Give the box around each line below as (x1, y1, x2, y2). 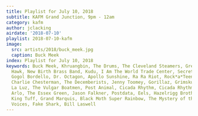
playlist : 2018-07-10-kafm (6, 36, 72, 42)
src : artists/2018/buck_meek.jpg (11, 47, 94, 53)
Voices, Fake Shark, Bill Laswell (11, 101, 96, 107)
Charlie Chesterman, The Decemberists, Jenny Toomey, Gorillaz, (11, 80, 173, 86)
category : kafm (6, 19, 44, 25)
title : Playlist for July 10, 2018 (6, 8, 94, 15)
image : (6, 42, 22, 47)
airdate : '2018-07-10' (6, 30, 62, 36)
